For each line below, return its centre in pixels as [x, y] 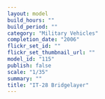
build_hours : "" [31, 20]
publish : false [29, 66]
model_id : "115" [31, 59]
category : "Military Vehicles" [53, 33]
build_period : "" [33, 26]
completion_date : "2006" [43, 40]
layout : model [28, 14]
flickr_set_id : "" [34, 46]
